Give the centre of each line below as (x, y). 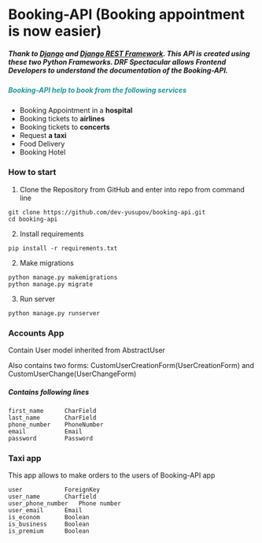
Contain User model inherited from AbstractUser (87, 350)
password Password (50, 439)
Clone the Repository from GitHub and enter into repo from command (132, 189)
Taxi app (25, 459)
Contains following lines (49, 392)
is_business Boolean (49, 524)
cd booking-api (33, 219)
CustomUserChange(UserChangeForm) (72, 374)
